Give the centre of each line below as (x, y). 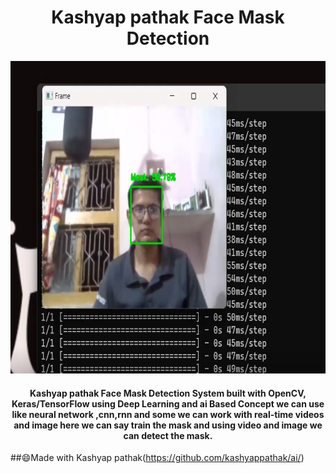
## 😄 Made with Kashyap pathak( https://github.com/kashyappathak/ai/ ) (157, 458)
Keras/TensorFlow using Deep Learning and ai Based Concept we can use (168, 403)
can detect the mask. (168, 435)
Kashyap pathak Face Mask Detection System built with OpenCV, (168, 393)
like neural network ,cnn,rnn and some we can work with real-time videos (168, 414)
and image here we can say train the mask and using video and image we (168, 425)
